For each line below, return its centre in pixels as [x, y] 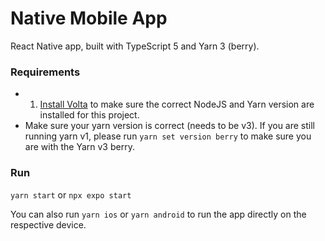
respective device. [48, 224]
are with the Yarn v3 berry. [79, 147]
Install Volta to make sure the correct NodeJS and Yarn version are [177, 104]
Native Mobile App [89, 18]
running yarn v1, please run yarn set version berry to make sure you [168, 136]
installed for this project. [89, 115]
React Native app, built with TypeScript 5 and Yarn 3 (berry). [135, 46]
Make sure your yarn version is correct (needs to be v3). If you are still [170, 126]
